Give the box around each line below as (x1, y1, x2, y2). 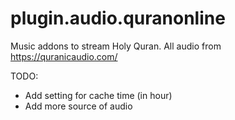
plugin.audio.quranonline (10, 7, 226, 30)
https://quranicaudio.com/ (10, 50, 118, 62)
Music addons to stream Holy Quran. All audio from (10, 40, 222, 52)
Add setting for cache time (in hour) (24, 89, 173, 101)
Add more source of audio (24, 100, 133, 112)
